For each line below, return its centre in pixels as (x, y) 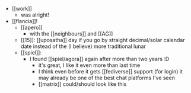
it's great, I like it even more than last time (89, 65)
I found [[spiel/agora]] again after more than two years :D (99, 59)
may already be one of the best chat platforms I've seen (106, 78)
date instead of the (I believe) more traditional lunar (83, 46)
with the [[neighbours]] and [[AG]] (71, 34)
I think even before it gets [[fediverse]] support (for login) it (110, 71)
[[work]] (22, 9)
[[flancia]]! (25, 21)
